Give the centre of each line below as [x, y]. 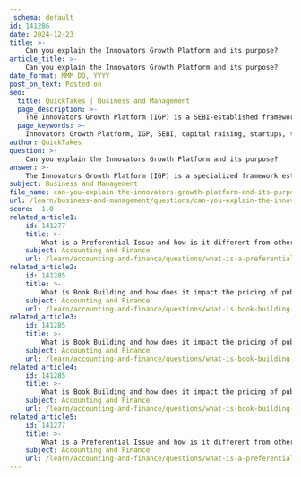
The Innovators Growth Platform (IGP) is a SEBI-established [142, 117]
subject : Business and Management [74, 184]
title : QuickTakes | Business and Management [104, 101]
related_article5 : [43, 417]
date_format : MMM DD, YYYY [60, 76]
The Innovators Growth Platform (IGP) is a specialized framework [152, 175]
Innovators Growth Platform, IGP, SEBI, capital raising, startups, [156, 134]
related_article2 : [43, 268]
